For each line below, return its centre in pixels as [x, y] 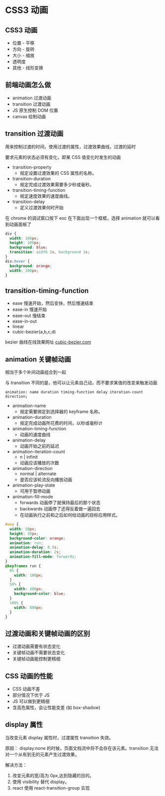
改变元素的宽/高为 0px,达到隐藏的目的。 [53, 775]
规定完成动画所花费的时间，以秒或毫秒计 [61, 423]
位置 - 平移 [23, 43]
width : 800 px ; [29, 607]
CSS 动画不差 [26, 689]
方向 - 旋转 [23, 49]
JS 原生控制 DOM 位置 [35, 110]
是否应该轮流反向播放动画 [46, 479]
